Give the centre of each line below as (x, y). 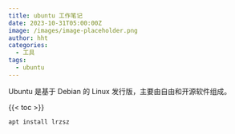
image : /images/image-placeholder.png (73, 30)
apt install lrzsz (39, 122)
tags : (17, 61)
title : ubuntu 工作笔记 (45, 16)
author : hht (28, 38)
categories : (28, 45)
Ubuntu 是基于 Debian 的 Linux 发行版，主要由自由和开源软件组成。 (120, 91)
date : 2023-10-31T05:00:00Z (55, 23)
